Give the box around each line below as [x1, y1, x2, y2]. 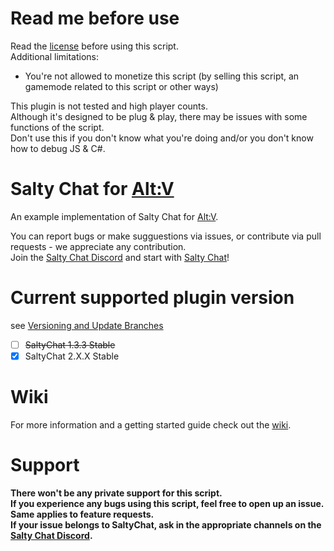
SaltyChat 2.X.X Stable [24, 350, 120, 362]
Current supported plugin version [10, 287, 295, 309]
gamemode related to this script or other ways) [24, 80, 219, 92]
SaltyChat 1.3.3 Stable [24, 338, 116, 351]
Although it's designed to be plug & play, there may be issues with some [10, 110, 308, 122]
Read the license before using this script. [10, 40, 179, 52]
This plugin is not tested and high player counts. [10, 100, 208, 112]
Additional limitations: [10, 50, 100, 62]
